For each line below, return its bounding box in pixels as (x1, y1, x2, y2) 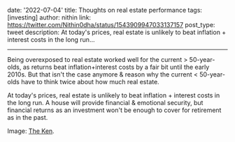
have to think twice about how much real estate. (20, 78, 159, 86)
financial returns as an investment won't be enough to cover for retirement (7, 106, 222, 114)
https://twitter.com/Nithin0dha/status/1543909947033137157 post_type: (7, 21, 215, 29)
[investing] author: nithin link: (7, 13, 92, 22)
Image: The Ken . (7, 127, 55, 135)
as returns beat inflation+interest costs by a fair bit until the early (22, 63, 210, 71)
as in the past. (7, 113, 48, 121)
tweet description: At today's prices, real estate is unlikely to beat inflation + (7, 28, 227, 36)
